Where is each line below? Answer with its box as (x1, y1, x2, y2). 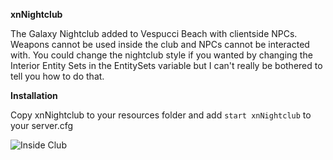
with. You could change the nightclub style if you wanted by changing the (10, 49, 313, 61)
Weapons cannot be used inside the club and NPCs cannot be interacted (10, 39, 310, 50)
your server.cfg (10, 120, 74, 131)
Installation (10, 90, 58, 101)
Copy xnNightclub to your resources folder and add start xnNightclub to (10, 109, 312, 121)
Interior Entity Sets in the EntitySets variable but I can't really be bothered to (10, 60, 323, 71)
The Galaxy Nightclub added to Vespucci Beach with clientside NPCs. (10, 28, 298, 39)
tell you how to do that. (10, 70, 105, 82)
